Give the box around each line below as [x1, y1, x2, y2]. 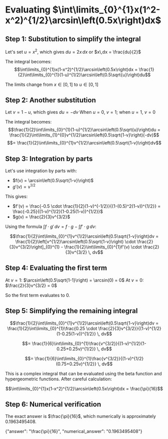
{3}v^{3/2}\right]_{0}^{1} [9, 244, 60, 250]
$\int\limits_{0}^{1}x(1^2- [52, 4, 160, 16]
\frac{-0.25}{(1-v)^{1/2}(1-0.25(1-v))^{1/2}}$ [12, 208, 103, 214]
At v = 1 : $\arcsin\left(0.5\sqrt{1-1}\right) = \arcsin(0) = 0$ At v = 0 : [5, 277, 144, 283]
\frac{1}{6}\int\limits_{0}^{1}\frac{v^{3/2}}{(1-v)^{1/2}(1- [32, 340, 146, 346]
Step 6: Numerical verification [5, 400, 101, 408]
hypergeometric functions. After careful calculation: [5, 376, 112, 382]
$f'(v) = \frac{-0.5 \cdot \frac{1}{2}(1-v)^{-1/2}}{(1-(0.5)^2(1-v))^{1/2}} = [12, 203, 161, 209]
